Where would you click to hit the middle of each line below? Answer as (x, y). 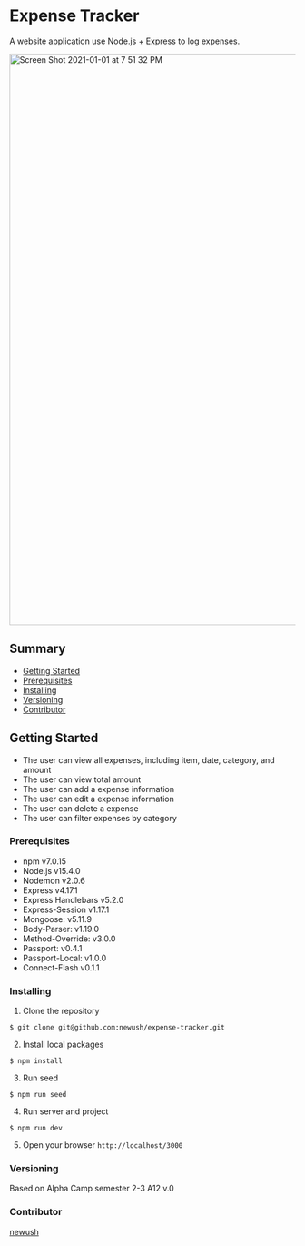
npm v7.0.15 (44, 861)
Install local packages (63, 1045)
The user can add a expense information (98, 789)
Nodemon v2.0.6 (54, 880)
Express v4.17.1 (50, 890)
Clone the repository (61, 1011)
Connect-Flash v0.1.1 (61, 967)
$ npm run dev (36, 1129)
